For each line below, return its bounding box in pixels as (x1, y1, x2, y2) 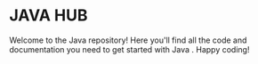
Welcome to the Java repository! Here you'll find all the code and (9, 35, 247, 45)
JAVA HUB (9, 5, 88, 26)
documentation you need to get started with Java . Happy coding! (9, 44, 250, 54)
